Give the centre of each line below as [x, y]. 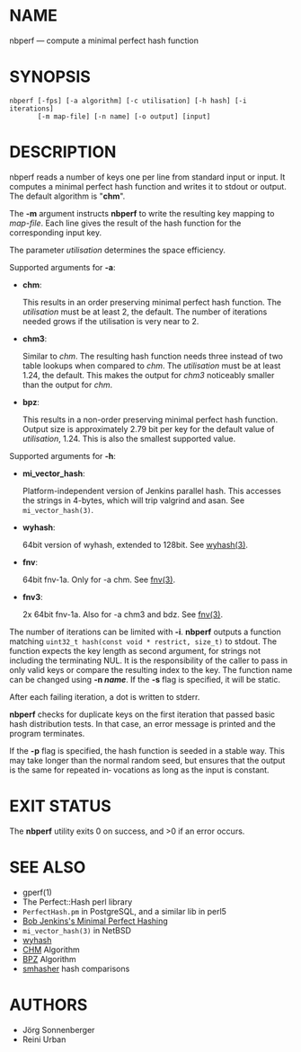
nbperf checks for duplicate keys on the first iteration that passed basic [142, 714]
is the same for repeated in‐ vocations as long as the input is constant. [139, 770]
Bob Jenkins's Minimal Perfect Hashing [95, 921]
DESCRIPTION [63, 152]
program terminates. [47, 733]
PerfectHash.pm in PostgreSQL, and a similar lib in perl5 [124, 911]
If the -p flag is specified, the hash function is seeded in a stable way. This [147, 750]
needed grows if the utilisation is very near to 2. [111, 321]
